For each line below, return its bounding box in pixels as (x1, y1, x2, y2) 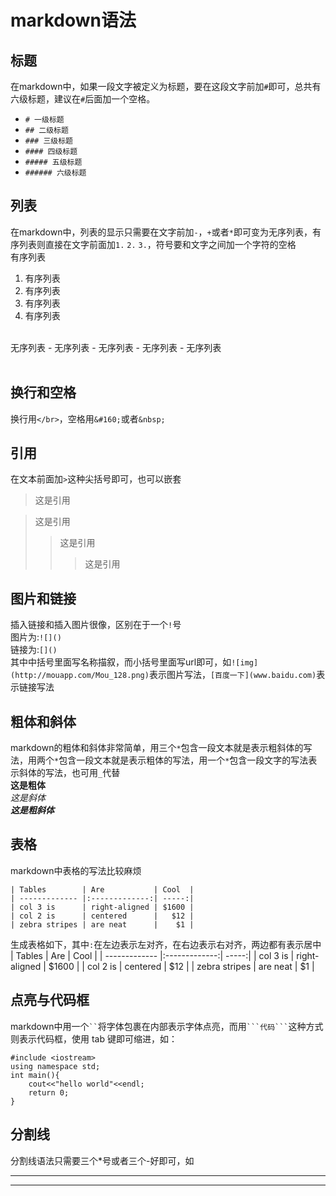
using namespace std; (10, 1061, 101, 1071)
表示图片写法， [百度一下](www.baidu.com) (148, 669, 317, 681)
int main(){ (10, 1070, 60, 1080)
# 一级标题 (24, 115, 65, 125)
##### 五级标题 (24, 157, 83, 167)
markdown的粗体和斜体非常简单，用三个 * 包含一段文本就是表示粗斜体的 (10, 742, 304, 754)
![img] (231, 658, 259, 668)
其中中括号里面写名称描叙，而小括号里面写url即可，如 (10, 656, 232, 668)
